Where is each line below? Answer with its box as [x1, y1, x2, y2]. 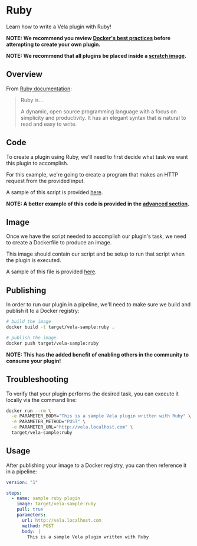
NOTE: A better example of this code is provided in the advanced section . [6, 200, 190, 207]
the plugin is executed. [6, 257, 61, 264]
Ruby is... [20, 96, 44, 103]
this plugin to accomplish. [6, 159, 69, 166]
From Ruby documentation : [6, 85, 73, 92]
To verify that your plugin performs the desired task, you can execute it [6, 390, 179, 397]
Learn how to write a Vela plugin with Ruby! [6, 23, 111, 30]
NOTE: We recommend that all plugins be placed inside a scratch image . [6, 52, 187, 59]
